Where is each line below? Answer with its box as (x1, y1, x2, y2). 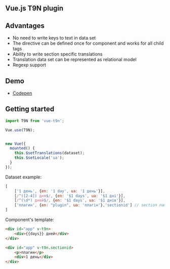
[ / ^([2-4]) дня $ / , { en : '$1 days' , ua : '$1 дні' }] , (14, 193, 125, 198)
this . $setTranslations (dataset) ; (14, 151, 85, 156)
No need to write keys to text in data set (12, 35, 96, 41)
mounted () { (10, 146, 35, 151)
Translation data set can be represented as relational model (12, 56, 137, 63)
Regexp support (12, 62, 47, 68)
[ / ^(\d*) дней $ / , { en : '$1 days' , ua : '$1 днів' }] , (14, 198, 125, 203)
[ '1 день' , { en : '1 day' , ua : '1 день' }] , (14, 188, 105, 194)
